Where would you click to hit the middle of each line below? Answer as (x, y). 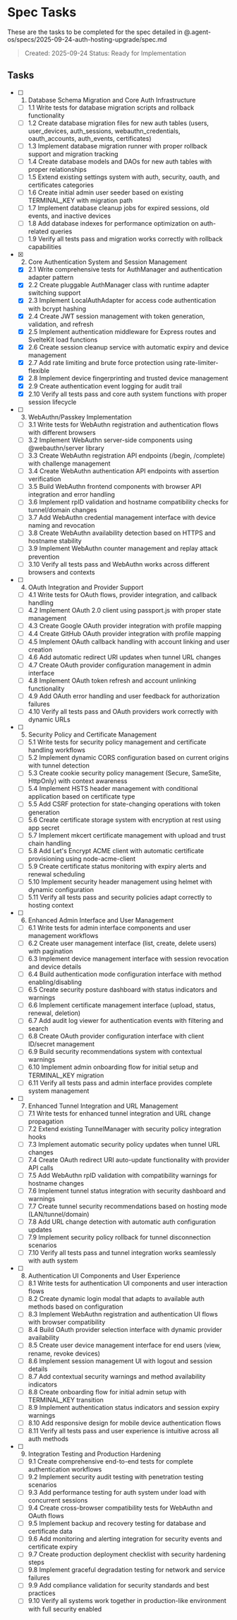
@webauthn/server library (66, 448)
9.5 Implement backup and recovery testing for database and (117, 1523)
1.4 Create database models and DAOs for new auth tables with (120, 161)
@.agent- (197, 32)
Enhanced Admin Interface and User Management (101, 920)
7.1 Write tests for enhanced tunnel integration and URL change (120, 1113)
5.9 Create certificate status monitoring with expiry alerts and (117, 866)
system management (59, 1091)
